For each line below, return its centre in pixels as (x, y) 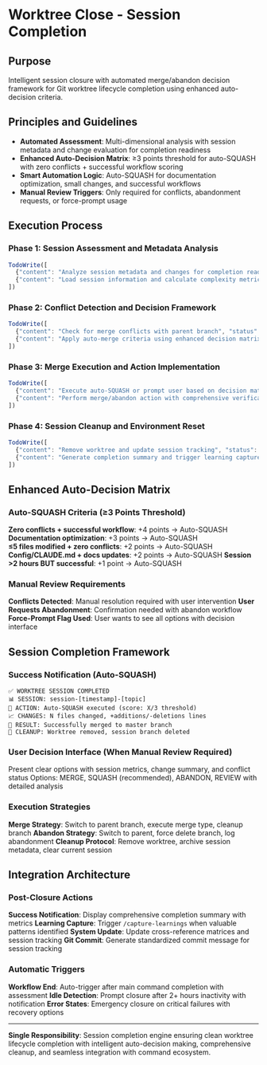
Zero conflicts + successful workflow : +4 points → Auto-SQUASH (118, 530)
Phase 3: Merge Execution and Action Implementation (114, 367)
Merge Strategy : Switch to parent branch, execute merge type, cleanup (126, 824)
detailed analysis (36, 786)
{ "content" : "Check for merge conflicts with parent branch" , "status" (137, 332)
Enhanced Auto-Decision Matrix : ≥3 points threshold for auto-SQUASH (138, 158)
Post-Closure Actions (51, 897)
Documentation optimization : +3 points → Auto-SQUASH (103, 538)
